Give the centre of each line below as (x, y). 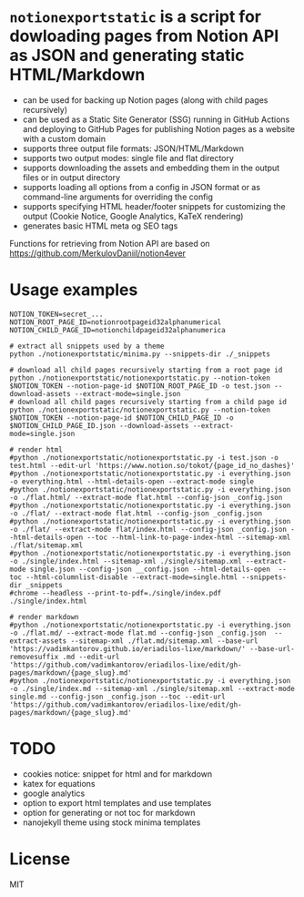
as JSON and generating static (127, 56)
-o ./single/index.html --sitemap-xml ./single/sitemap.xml (126, 561)
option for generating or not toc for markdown (109, 812)
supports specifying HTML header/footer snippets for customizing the (154, 206)
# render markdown (44, 617)
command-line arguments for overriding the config (118, 197)
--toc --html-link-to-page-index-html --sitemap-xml (189, 537)
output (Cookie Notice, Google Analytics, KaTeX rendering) (133, 216)
